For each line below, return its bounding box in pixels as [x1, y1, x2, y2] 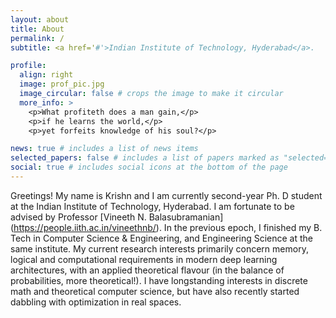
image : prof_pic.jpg [19, 79, 105, 90]
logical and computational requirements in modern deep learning [10, 253, 278, 265]
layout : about [10, 14, 70, 25]
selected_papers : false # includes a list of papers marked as [10, 153, 280, 163]
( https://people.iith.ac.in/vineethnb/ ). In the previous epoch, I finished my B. [10, 221, 323, 233]
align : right [19, 70, 74, 80]
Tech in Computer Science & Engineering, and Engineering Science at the [10, 232, 314, 244]
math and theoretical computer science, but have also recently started [10, 285, 300, 297]
